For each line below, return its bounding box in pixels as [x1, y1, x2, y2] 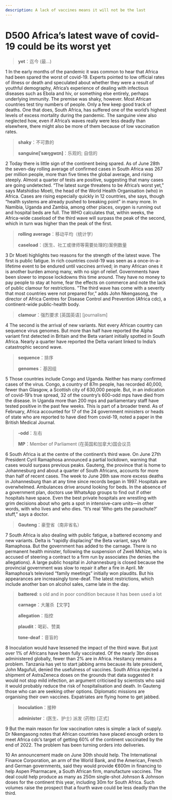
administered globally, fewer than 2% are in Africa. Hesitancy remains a [5, 655, 157, 661]
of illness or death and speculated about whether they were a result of [5, 79, 154, 85]
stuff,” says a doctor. [5, 511, 49, 517]
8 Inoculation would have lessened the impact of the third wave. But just [5, 644, 158, 651]
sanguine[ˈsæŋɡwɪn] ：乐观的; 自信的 [17, 150, 98, 156]
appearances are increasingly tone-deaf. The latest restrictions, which [5, 576, 154, 582]
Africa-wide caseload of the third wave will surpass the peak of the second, [5, 215, 166, 221]
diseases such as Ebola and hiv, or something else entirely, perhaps [5, 90, 149, 97]
